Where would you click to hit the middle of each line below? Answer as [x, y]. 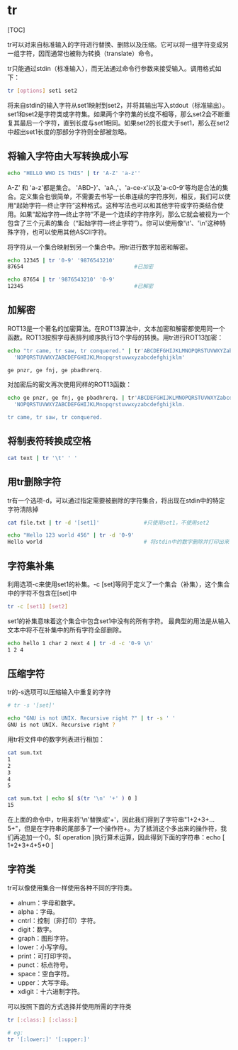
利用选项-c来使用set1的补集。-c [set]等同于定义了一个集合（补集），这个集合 [119, 584]
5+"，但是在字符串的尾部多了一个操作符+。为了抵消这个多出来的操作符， [114, 829]
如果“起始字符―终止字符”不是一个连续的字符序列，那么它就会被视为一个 [125, 214]
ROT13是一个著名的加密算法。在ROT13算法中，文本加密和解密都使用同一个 [116, 328]
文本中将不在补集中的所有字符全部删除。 [66, 630]
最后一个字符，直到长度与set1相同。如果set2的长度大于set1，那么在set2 [124, 123]
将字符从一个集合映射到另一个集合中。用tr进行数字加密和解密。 [100, 247]
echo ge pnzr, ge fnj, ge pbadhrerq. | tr [71, 398]
